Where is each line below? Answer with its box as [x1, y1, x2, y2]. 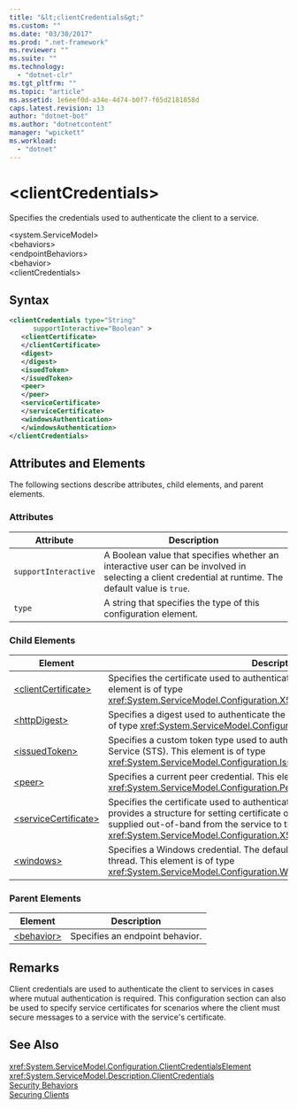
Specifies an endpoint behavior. [70, 930, 202, 942]
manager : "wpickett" [9, 128, 86, 137]
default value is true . [103, 582, 190, 594]
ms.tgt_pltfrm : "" [9, 79, 77, 88]
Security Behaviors [9, 1080, 79, 1090]
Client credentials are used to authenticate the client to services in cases [9, 984, 274, 995]
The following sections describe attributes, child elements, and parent [9, 479, 263, 490]
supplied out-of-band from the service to [108, 818, 282, 830]
